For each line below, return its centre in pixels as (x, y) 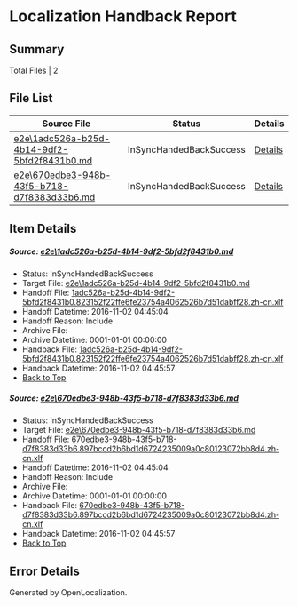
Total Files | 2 (34, 70)
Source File (67, 124)
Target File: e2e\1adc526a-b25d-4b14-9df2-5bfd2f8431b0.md (136, 283)
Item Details (43, 229)
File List (31, 98)
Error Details (44, 571)
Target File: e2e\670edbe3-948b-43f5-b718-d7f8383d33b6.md (139, 430)
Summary (37, 49)
